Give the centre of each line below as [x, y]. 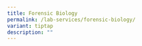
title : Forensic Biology [42, 13]
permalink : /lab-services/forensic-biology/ [71, 20]
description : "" [30, 32]
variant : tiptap [30, 26]
